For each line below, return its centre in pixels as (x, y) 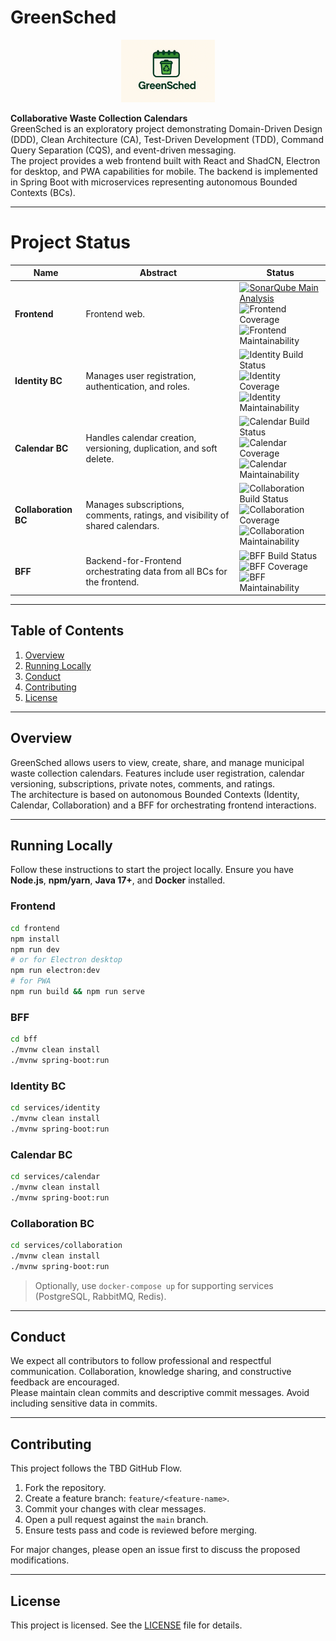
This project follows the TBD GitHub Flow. (96, 1468)
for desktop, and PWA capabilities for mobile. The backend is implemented (164, 171)
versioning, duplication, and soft (151, 448)
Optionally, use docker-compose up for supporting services (154, 1285)
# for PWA (31, 981)
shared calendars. (122, 525)
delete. (100, 458)
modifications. (40, 1560)
